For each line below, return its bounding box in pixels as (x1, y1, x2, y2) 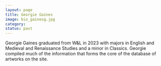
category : (5, 21, 26, 27)
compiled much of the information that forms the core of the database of (5, 51, 156, 57)
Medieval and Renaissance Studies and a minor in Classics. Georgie (5, 45, 146, 51)
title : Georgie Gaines (5, 12, 53, 17)
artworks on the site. (5, 56, 48, 62)
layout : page (5, 7, 33, 13)
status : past (5, 26, 33, 31)
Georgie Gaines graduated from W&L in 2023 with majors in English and (5, 40, 155, 46)
